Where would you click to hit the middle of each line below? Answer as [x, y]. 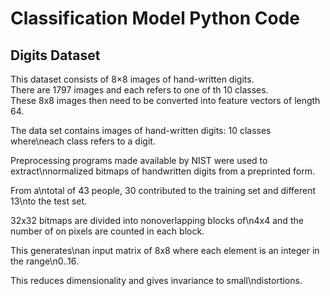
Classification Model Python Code [155, 18]
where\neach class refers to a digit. [83, 141]
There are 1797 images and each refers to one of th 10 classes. [139, 90]
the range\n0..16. [44, 261]
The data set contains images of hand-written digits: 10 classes [141, 130]
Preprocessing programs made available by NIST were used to [139, 160]
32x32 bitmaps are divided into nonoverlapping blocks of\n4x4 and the [157, 220]
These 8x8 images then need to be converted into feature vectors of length [165, 100]
